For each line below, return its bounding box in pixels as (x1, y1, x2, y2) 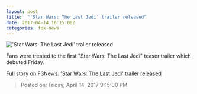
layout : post (6, 8, 38, 15)
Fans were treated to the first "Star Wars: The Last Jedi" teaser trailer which (6, 52, 191, 59)
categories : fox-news (6, 25, 60, 31)
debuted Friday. (6, 59, 44, 66)
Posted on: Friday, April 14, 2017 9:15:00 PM (20, 82, 128, 89)
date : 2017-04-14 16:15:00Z (6, 19, 76, 25)
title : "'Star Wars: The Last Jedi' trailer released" (6, 14, 147, 20)
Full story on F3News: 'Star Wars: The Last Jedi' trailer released (6, 70, 162, 77)
